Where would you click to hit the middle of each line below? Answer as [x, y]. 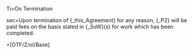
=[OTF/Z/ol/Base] [28, 45]
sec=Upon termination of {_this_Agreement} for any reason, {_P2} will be [97, 20]
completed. [20, 33]
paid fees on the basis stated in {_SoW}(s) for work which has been [90, 27]
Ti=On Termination [30, 9]
